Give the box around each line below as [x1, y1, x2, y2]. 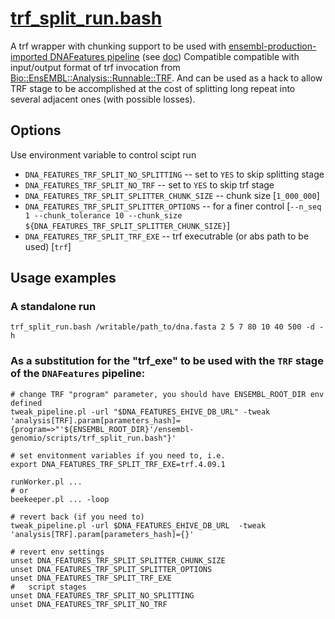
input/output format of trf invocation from [10, 61, 181, 73]
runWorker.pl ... [10, 477, 83, 487]
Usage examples [10, 270, 117, 287]
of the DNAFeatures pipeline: [10, 367, 146, 381]
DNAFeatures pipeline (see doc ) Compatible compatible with [49, 50, 300, 62]
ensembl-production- [228, 40, 317, 52]
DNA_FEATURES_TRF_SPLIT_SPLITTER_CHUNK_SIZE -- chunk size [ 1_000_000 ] [24, 189, 320, 201]
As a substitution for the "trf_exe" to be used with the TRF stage [10, 354, 324, 368]
